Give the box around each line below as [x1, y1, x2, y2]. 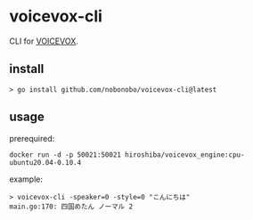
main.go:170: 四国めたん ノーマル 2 [9, 202, 134, 211]
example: [9, 174, 43, 184]
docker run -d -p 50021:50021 [9, 150, 122, 159]
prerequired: [9, 133, 55, 143]
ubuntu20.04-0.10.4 [9, 158, 82, 167]
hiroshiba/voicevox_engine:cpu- [124, 150, 245, 159]
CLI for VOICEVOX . [9, 36, 78, 46]
